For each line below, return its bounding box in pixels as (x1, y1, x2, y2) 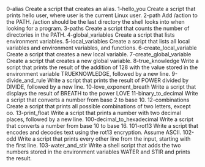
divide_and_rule (6, 76, 47, 84)
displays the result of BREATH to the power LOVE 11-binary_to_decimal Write (6, 90, 198, 97)
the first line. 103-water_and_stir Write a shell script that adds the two (6, 142, 181, 149)
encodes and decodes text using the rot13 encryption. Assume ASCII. (6, 128, 182, 136)
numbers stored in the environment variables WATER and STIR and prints (6, 148, 191, 155)
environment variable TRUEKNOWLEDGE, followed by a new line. (6, 70, 171, 77)
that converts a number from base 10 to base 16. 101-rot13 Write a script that (6, 122, 199, 129)
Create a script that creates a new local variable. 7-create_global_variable (6, 51, 192, 58)
